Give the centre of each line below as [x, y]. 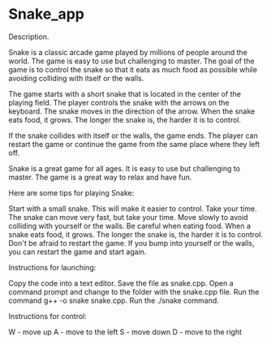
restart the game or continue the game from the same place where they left [134, 144]
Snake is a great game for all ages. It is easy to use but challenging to [125, 168]
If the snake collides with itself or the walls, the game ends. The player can [133, 136]
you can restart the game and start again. [77, 252]
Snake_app [47, 14]
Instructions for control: [47, 316]
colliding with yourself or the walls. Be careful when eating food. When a [130, 226]
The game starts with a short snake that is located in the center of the [125, 93]
